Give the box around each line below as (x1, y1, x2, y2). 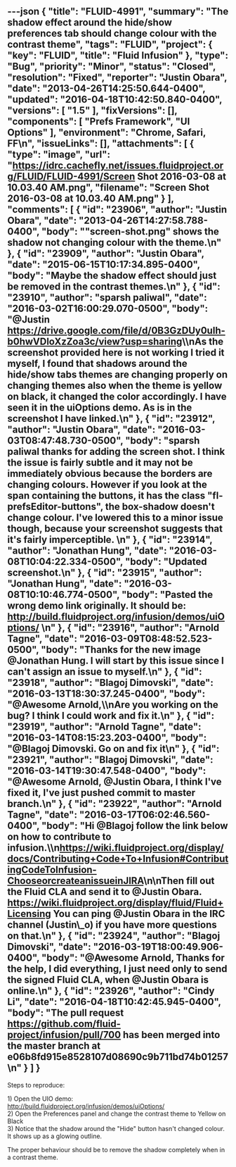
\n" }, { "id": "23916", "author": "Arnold (41, 622, 220, 634)
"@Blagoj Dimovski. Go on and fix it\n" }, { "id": (7, 743, 220, 755)
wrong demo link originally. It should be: (7, 600, 186, 612)
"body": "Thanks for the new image (41, 644, 202, 656)
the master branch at (7, 1040, 100, 1052)
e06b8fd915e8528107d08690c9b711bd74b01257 (7, 1051, 228, 1063)
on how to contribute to (7, 831, 112, 843)
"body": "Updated (125, 556, 207, 568)
